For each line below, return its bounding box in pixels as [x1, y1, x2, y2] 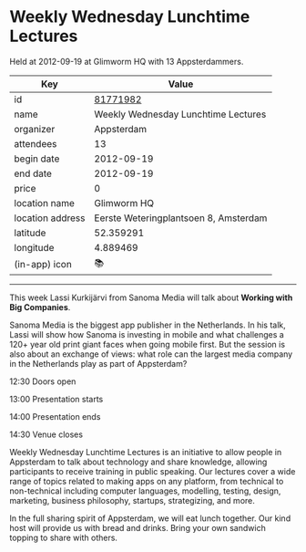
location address [14, 212, 86, 224]
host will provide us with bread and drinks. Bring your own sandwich [9, 522, 266, 533]
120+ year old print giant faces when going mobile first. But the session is [9, 338, 285, 349]
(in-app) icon [14, 258, 73, 271]
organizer [14, 122, 56, 135]
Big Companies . [9, 301, 71, 312]
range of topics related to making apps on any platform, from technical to [9, 475, 284, 486]
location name [14, 196, 75, 209]
